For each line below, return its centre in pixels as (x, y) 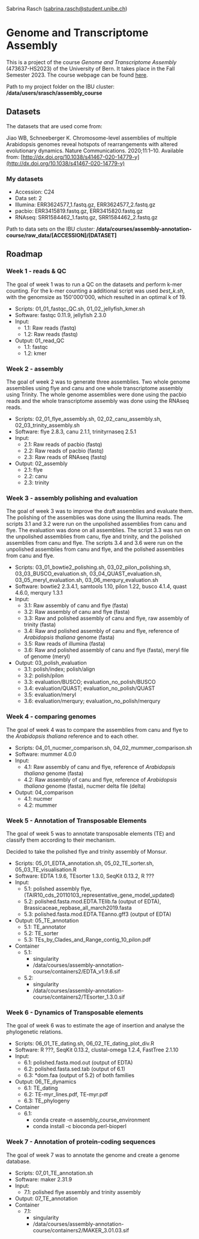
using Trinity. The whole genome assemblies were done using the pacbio (97, 394)
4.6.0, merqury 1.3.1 (39, 593)
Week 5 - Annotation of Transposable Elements (76, 821)
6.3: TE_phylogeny (47, 1101)
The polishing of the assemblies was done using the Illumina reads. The (95, 517)
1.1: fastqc (36, 346)
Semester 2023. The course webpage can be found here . (77, 75)
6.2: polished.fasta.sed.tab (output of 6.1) (75, 1069)
